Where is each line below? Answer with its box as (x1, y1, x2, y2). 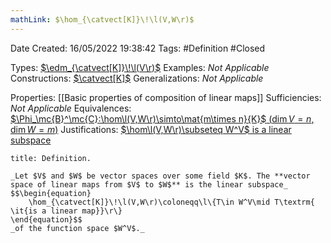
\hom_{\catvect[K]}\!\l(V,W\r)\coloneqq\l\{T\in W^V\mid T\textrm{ (28, 197, 315, 207)
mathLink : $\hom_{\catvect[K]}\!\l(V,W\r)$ (10, 14, 195, 25)
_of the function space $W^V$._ (10, 223, 145, 233)
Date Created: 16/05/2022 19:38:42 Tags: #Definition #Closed (10, 42, 266, 54)
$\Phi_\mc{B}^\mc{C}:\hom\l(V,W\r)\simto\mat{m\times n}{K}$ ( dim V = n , (10, 112, 315, 125)
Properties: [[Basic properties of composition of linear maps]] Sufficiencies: (10, 91, 322, 103)
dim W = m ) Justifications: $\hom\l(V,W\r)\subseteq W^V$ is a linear (10, 123, 292, 135)
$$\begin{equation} (10, 188, 92, 198)
